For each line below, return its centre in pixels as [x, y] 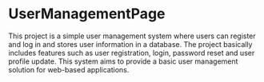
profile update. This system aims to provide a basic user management [123, 61]
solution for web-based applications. [69, 69]
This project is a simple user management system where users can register [132, 36]
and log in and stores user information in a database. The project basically [130, 44]
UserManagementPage [87, 14]
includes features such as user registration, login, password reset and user [132, 53]
